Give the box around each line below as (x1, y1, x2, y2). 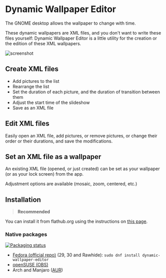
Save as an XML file (12, 104, 54, 111)
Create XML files (5, 65, 59, 73)
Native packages (5, 231, 48, 238)
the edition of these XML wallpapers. (5, 40, 81, 46)
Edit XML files (5, 119, 50, 128)
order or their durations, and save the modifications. (5, 138, 113, 144)
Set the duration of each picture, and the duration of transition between (12, 89, 160, 95)
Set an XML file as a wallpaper (5, 152, 101, 161)
